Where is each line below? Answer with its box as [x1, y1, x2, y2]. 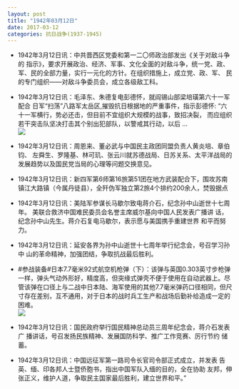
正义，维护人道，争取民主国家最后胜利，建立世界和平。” [24, 374, 187, 383]
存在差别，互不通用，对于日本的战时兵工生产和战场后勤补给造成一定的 [24, 292, 230, 300]
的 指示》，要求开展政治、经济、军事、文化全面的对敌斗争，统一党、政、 [17, 60, 230, 69]
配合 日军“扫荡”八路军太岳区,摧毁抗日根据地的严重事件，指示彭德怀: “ [17, 101, 221, 111]
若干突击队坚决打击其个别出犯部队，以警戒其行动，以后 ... [17, 119, 188, 128]
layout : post [7, 10, 46, 18]
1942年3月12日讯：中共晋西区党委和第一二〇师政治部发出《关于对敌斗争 [17, 51, 230, 59]
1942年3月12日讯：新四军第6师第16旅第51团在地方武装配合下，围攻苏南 [17, 175, 228, 183]
